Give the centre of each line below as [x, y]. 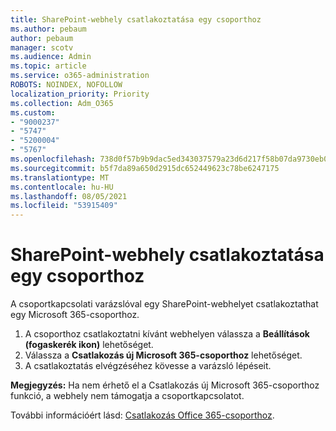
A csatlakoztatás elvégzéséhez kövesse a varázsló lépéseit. [148, 366]
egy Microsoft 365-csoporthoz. [75, 315]
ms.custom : [33, 112]
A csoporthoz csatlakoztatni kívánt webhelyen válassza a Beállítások [167, 334]
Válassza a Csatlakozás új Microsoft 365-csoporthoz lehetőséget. [163, 355]
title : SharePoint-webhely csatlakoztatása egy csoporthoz [136, 19]
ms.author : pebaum [48, 29]
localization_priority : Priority [80, 94]
